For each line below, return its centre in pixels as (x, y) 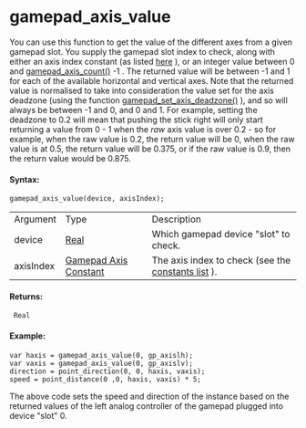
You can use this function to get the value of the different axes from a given (151, 42)
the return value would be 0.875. (71, 158)
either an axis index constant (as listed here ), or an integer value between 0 (152, 61)
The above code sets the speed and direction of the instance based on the (149, 396)
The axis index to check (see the (221, 260)
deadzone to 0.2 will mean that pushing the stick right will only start (137, 120)
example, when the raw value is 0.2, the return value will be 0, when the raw (152, 139)
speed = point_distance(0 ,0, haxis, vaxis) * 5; (106, 379)
